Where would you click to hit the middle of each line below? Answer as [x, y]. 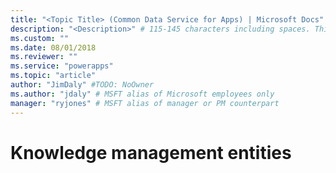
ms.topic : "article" [53, 76]
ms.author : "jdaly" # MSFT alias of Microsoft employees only [142, 94]
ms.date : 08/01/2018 [53, 47]
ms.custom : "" [40, 38]
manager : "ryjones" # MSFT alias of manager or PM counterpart [145, 103]
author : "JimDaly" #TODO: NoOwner [82, 85]
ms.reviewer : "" [44, 57]
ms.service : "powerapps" [62, 66]
